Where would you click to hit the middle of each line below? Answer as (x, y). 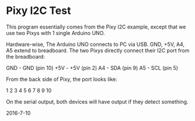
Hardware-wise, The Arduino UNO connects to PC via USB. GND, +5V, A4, (95, 44)
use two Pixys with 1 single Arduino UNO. (55, 33)
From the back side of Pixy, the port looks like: (62, 79)
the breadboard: (25, 56)
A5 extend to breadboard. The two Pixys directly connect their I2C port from (98, 50)
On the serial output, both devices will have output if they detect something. (97, 102)
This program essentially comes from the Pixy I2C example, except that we (96, 27)
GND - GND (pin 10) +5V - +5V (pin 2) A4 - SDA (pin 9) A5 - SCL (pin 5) (92, 67)
